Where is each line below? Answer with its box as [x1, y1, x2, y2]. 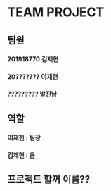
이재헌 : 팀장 [7, 133, 41, 142]
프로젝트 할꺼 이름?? [7, 173, 91, 185]
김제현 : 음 [7, 151, 35, 159]
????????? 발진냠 [7, 90, 58, 99]
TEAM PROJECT [7, 4, 105, 20]
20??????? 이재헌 [7, 72, 58, 81]
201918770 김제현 [7, 55, 59, 63]
